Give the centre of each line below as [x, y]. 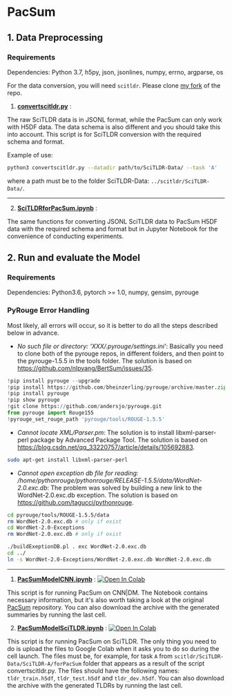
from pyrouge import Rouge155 [51, 413]
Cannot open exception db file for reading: [78, 473]
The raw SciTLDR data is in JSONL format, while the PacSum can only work [115, 119]
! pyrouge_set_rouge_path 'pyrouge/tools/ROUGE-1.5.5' [86, 419]
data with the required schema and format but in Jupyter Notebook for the [113, 229]
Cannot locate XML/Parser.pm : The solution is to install [96, 432]
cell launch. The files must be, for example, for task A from [90, 656]
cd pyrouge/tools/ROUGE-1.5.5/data [58, 515]
